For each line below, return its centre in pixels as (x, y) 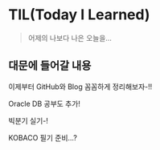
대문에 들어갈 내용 (50, 66)
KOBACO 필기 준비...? (43, 137)
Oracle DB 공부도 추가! (44, 103)
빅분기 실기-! (28, 120)
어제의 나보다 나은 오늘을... (70, 38)
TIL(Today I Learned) (79, 15)
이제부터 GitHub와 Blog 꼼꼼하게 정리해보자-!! (80, 87)
